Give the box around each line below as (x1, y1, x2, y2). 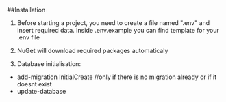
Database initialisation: (16, 60, 81, 67)
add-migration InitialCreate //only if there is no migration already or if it (16, 73, 217, 81)
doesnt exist (16, 80, 52, 88)
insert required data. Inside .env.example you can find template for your (16, 27, 219, 34)
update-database (16, 88, 66, 95)
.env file (16, 33, 40, 41)
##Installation (7, 6, 46, 14)
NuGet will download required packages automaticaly (16, 47, 168, 54)
